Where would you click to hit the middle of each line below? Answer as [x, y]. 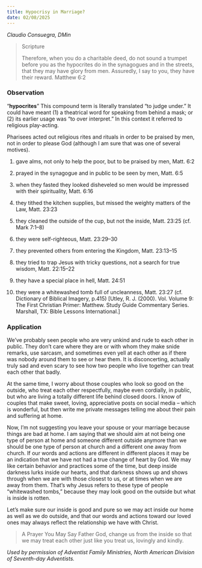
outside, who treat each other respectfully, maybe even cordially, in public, [99, 390]
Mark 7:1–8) [30, 227]
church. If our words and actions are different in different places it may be [98, 453]
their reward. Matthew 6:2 [54, 77]
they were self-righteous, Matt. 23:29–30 [66, 239]
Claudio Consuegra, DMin [39, 34]
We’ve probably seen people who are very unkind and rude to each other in [100, 340]
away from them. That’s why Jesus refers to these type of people [88, 485]
